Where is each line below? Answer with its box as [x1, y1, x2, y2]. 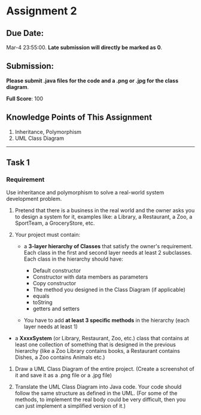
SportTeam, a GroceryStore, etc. [14, 219, 95, 227]
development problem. [6, 196, 62, 203]
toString [32, 299, 53, 306]
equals [32, 292, 50, 300]
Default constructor [32, 267, 81, 274]
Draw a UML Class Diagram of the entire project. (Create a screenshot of [14, 365, 194, 373]
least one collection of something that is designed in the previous [14, 341, 176, 348]
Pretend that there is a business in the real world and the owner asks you [14, 207, 195, 214]
